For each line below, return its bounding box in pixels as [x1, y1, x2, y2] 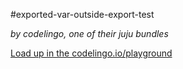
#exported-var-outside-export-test [10, 9, 155, 20]
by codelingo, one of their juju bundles [10, 28, 169, 39]
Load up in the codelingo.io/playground [10, 47, 173, 59]
